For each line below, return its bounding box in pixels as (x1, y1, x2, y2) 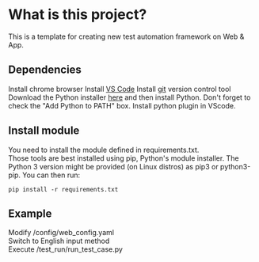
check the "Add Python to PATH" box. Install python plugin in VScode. (8, 101, 236, 110)
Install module (8, 124, 80, 138)
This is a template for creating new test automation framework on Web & (8, 32, 245, 41)
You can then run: (22, 170, 81, 180)
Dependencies (8, 63, 82, 77)
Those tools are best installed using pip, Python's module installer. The (8, 153, 239, 163)
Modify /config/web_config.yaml (8, 228, 115, 237)
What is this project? (8, 6, 147, 24)
